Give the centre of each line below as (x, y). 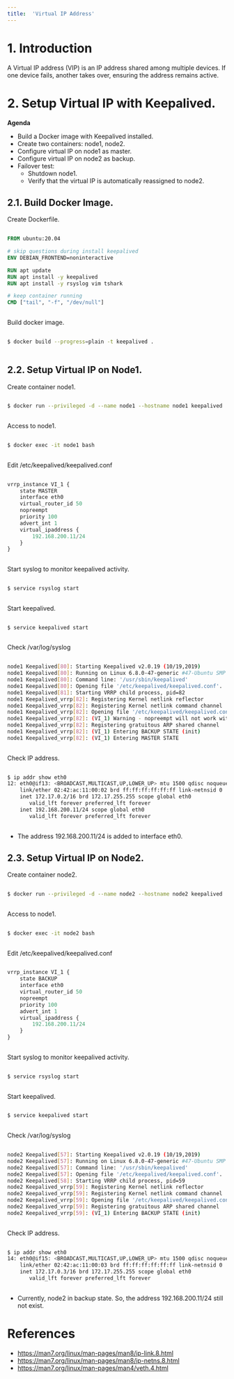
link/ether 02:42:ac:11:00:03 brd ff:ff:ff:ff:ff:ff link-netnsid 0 (121, 1265)
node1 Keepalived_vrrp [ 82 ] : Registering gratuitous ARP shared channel (113, 725)
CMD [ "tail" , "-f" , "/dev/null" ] (56, 302)
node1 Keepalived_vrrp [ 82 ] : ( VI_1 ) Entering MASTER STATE (93, 738)
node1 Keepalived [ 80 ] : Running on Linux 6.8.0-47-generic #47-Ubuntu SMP (117, 673)
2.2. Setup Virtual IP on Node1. (75, 370)
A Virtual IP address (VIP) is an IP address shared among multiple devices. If (117, 68)
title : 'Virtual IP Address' (51, 14)
